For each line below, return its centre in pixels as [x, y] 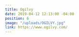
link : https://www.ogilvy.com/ [36, 27]
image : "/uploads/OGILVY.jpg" [35, 23]
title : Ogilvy [19, 9]
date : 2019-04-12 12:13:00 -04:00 [40, 14]
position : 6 [17, 18]
